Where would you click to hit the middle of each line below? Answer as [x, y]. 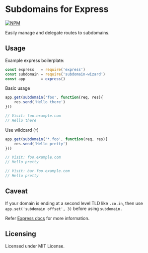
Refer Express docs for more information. [47, 218]
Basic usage [18, 88]
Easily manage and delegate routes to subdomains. [58, 32]
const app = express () [35, 79]
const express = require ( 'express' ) [45, 69]
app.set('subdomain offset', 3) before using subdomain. [64, 209]
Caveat [17, 191]
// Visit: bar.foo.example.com [37, 171]
